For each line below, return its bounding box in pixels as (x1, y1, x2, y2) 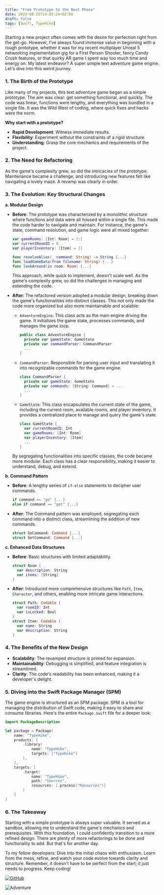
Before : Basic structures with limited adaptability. (12, 554, 112, 559)
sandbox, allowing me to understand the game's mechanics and (5, 825, 134, 831)
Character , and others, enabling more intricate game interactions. (12, 591, 144, 597)
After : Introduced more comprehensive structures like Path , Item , (12, 586, 143, 592)
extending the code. (12, 283, 53, 289)
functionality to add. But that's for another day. (5, 840, 99, 846)
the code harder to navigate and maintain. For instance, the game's (12, 222, 148, 228)
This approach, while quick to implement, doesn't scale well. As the (12, 273, 148, 279)
